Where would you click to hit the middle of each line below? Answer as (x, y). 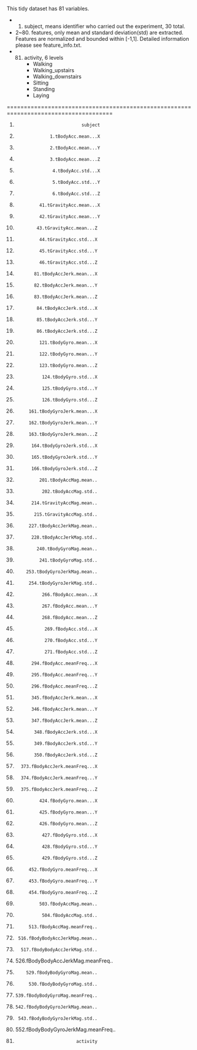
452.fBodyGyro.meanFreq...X (63, 870)
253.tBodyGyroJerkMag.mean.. (62, 572)
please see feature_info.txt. (48, 45)
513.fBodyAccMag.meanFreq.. (63, 927)
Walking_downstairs (57, 77)
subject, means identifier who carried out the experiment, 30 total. (104, 26)
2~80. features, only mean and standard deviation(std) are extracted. (99, 33)
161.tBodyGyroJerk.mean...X (63, 411)
